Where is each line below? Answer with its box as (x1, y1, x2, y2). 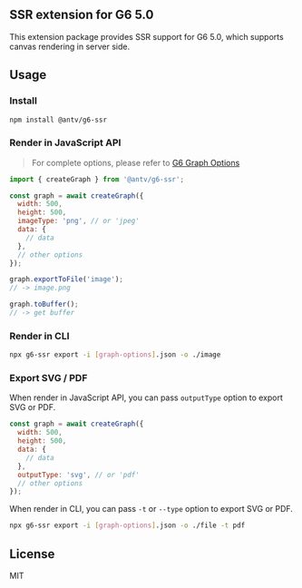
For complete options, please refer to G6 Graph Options (31, 157, 240, 168)
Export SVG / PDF (9, 372, 88, 385)
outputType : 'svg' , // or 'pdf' (17, 470, 141, 479)
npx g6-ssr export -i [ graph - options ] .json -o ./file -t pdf (9, 521, 246, 530)
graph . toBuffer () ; (9, 299, 79, 309)
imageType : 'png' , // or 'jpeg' (17, 217, 141, 226)
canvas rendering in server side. (9, 41, 131, 52)
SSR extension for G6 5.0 (9, 7, 154, 23)
